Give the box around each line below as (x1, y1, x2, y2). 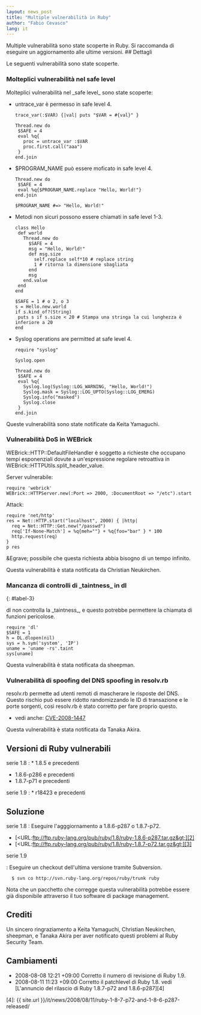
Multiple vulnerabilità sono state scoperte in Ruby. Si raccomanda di (6, 42, 175, 49)
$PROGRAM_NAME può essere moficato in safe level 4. (14, 165, 153, 172)
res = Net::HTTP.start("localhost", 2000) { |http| (6, 517, 138, 523)
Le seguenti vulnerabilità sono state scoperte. (6, 60, 119, 67)
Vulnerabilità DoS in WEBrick (6, 435, 92, 443)
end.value (23, 277, 48, 283)
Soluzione (6, 806, 45, 817)
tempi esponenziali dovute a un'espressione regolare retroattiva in (6, 455, 170, 463)
